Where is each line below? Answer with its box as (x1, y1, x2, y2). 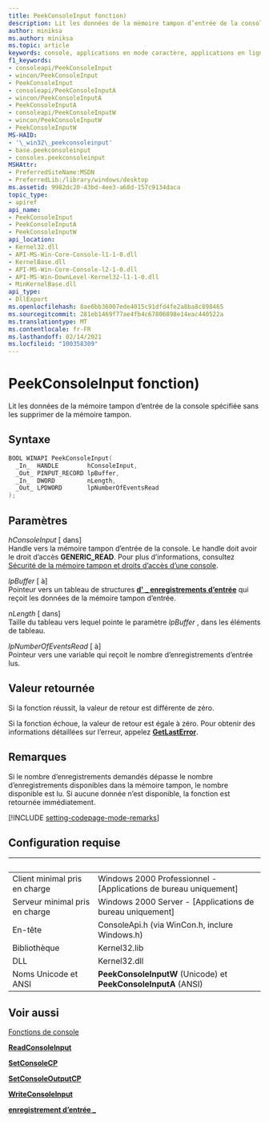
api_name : (8, 205, 42, 213)
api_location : (8, 236, 56, 244)
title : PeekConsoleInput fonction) (8, 11, 127, 20)
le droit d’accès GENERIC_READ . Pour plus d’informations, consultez (8, 551, 235, 562)
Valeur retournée (8, 681, 95, 695)
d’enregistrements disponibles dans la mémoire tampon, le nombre (8, 780, 229, 790)
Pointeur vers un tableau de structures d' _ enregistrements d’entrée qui (8, 584, 249, 594)
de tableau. (8, 625, 46, 635)
